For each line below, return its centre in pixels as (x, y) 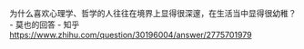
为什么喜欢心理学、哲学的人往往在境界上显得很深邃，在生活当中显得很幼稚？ (153, 13)
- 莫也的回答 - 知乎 (45, 24)
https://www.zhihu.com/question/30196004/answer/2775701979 (131, 35)
